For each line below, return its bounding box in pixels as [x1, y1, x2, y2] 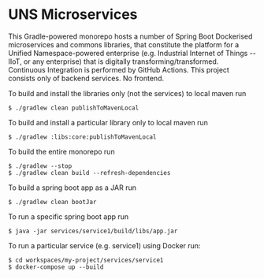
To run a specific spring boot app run [8, 211, 129, 221]
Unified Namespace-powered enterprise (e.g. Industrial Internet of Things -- [8, 48, 256, 58]
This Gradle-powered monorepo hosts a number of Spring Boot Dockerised [8, 32, 253, 41]
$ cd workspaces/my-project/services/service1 [8, 256, 164, 264]
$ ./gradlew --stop [8, 162, 73, 170]
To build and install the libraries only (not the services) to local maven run [8, 88, 247, 98]
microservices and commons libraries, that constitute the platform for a [8, 39, 240, 49]
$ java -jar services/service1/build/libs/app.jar [8, 227, 178, 235]
